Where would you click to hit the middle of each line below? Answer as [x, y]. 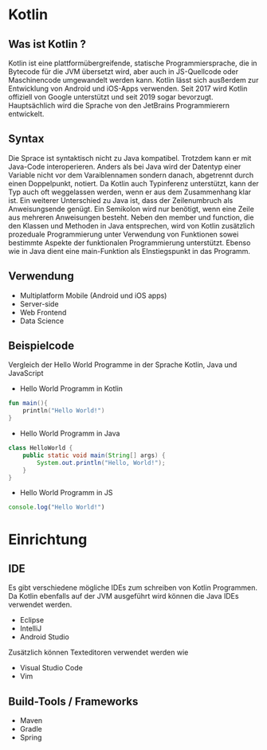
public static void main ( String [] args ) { [94, 455]
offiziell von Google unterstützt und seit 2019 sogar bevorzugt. [111, 97]
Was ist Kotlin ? [47, 44]
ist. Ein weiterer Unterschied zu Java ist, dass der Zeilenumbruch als [121, 200]
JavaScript [26, 373]
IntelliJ [31, 629]
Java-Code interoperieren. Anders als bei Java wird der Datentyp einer [125, 166]
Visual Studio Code [51, 668]
